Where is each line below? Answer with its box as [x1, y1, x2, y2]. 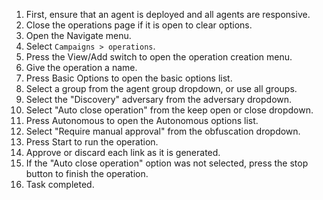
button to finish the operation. [25, 168, 149, 179]
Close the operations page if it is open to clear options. [25, 19, 253, 31]
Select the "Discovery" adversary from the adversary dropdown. [25, 94, 293, 105]
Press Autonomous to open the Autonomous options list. [25, 115, 259, 126]
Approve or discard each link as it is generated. [25, 147, 221, 158]
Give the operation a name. [25, 62, 138, 73]
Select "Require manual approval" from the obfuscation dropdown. [25, 125, 301, 137]
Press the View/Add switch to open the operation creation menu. [25, 51, 293, 63]
